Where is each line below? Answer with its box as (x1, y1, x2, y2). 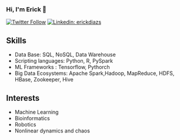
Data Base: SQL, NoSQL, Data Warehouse (14, 51, 116, 58)
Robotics (14, 121, 36, 128)
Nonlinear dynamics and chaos (14, 127, 90, 134)
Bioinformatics (14, 114, 50, 122)
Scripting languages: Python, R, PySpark (14, 57, 114, 64)
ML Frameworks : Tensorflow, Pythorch (14, 64, 110, 71)
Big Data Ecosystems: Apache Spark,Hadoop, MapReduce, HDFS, (14, 70, 175, 77)
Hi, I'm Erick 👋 (6, 5, 47, 13)
